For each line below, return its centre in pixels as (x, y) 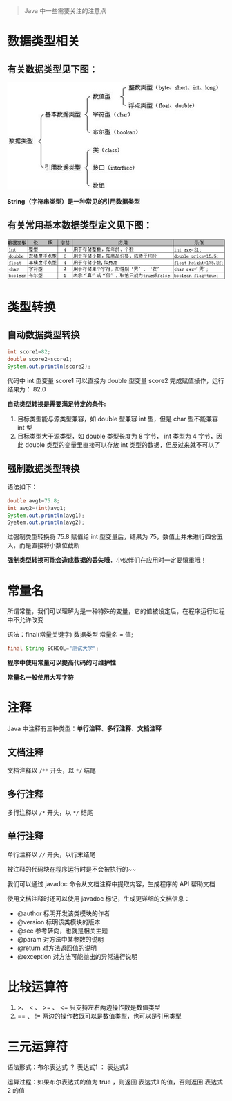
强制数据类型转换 (43, 469)
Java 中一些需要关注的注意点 (65, 11)
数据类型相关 (44, 42)
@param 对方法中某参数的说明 (60, 939)
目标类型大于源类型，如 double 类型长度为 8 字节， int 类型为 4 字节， (117, 437)
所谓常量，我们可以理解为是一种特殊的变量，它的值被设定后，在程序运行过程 (116, 611)
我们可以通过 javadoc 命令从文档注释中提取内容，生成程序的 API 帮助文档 (111, 883)
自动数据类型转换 (43, 334)
